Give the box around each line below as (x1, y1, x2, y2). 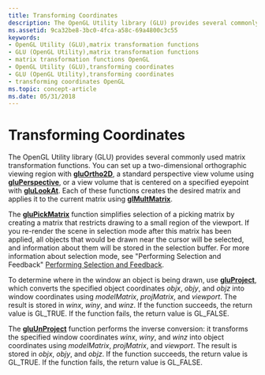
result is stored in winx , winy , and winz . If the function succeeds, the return (8, 301, 253, 310)
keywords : (8, 33, 41, 42)
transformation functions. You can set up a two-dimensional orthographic (8, 161, 247, 171)
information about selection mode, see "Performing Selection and (8, 252, 222, 261)
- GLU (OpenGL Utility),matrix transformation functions (8, 48, 200, 56)
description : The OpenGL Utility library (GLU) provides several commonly (8, 19, 259, 27)
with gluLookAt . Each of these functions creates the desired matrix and (8, 186, 241, 196)
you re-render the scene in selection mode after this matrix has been (8, 227, 232, 236)
